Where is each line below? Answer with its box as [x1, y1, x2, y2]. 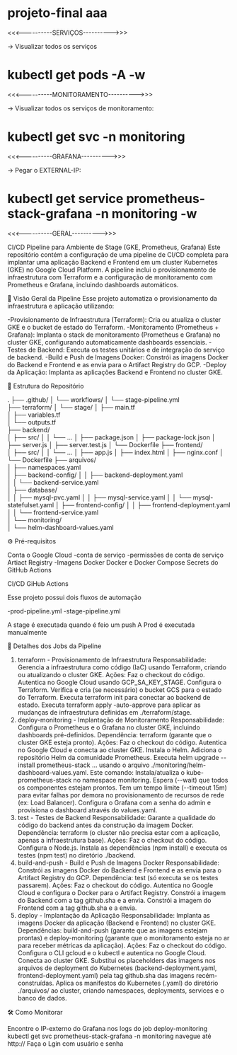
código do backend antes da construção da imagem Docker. [17, 821, 195, 829]
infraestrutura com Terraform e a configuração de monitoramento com [7, 272, 214, 281]
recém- [195, 971, 218, 979]
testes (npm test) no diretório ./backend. [17, 851, 136, 859]
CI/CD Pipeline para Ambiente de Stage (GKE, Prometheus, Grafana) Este [7, 243, 221, 251]
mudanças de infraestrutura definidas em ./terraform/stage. [17, 708, 192, 716]
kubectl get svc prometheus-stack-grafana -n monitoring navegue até [7, 1032, 212, 1040]
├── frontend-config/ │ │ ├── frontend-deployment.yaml [61, 500, 231, 509]
